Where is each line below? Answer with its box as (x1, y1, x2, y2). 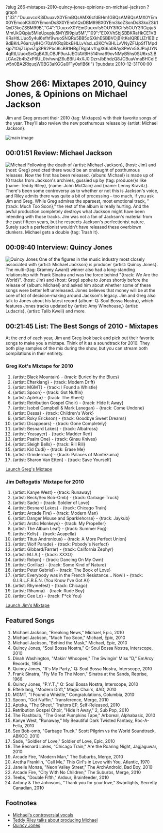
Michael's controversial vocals (12, 812, 74, 818)
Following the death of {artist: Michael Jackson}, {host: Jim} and (27, 162, 156, 168)
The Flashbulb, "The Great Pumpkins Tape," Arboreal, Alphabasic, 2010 (12, 712, 156, 718)
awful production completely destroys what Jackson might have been (5, 208, 145, 214)
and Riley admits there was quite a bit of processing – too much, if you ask (5, 193, 154, 199)
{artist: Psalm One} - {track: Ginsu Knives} (12, 436, 98, 442)
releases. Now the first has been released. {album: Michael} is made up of (5, 172, 154, 178)
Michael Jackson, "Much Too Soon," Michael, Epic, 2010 (12, 635, 126, 640)
